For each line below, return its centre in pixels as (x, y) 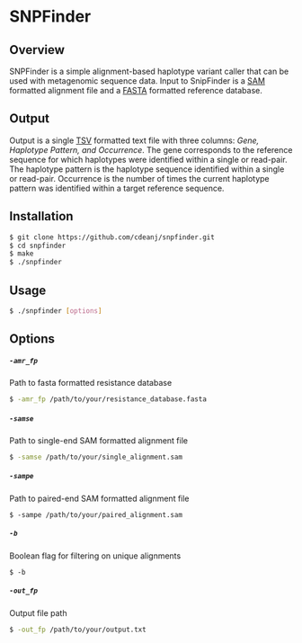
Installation (41, 216)
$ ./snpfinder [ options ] (56, 311)
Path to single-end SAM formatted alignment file (99, 441)
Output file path (38, 612)
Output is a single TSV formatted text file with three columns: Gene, (134, 140)
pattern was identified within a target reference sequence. (117, 188)
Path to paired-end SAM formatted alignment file (100, 498)
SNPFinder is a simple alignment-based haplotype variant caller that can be (149, 71)
